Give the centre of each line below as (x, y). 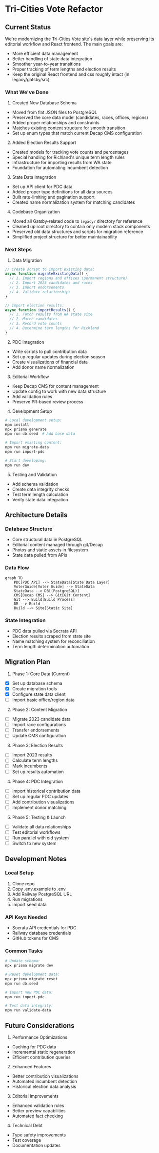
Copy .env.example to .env (39, 889)
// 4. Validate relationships (40, 292)
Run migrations (27, 899)
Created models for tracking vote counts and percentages (70, 152)
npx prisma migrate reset (31, 979)
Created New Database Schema (44, 103)
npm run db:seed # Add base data (40, 434)
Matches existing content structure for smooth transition (69, 128)
